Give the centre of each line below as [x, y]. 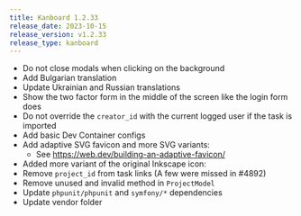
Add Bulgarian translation [69, 78]
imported [39, 126]
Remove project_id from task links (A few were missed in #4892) [144, 174]
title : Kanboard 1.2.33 [54, 18]
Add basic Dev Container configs [84, 135]
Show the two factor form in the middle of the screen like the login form [155, 97]
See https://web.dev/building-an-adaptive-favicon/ [131, 155]
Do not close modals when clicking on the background [123, 68]
